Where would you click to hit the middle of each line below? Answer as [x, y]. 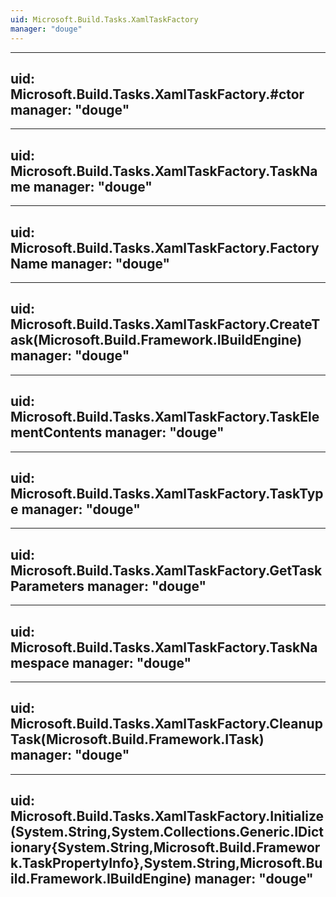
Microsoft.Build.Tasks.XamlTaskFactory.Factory [165, 247]
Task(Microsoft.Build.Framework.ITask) [137, 739]
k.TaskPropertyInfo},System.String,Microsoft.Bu [166, 863]
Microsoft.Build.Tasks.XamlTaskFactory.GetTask [166, 570]
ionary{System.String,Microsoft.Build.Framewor [165, 847]
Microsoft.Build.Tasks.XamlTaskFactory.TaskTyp [167, 493]
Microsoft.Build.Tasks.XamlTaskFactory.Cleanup [166, 724]
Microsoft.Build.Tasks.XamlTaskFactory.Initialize [167, 816]
